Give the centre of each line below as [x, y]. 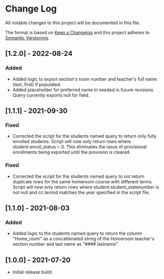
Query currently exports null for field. [51, 95]
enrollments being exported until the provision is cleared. [71, 152]
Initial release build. [32, 272]
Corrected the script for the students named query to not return [78, 176]
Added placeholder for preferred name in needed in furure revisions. [84, 90]
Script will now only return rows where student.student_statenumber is [86, 187]
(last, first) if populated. [37, 84]
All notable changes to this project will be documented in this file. [73, 23]
